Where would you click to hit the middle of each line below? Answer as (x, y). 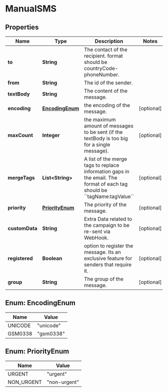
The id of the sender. (109, 83)
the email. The (101, 178)
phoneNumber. (102, 74)
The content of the (106, 91)
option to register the (109, 246)
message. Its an (102, 252)
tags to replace (102, 165)
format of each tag (106, 184)
